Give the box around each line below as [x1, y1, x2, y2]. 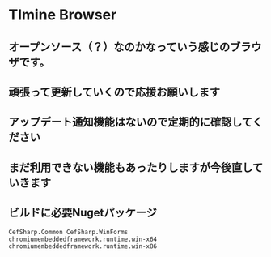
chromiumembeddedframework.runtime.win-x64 [8, 235, 158, 243]
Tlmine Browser [8, 6, 117, 24]
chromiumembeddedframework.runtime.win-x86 [8, 242, 158, 251]
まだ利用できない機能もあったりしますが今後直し [8, 161, 253, 174]
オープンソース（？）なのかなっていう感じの [8, 40, 231, 54]
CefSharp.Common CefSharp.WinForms [8, 228, 129, 236]
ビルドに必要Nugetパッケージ [8, 206, 158, 220]
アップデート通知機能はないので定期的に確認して [8, 115, 252, 129]
